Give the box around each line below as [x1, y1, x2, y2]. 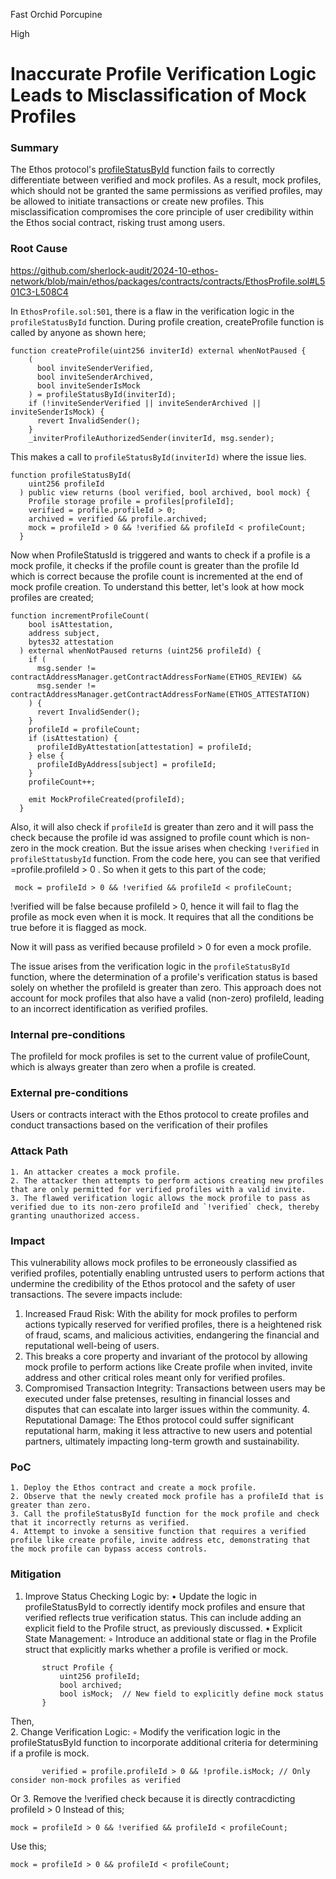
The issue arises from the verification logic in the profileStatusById [10, 960, 290, 972]
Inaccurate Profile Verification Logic [10, 63, 317, 86]
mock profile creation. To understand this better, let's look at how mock [10, 580, 305, 593]
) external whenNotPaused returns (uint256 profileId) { [19, 645, 262, 656]
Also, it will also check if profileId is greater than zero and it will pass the [10, 820, 314, 833]
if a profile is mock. [10, 1747, 90, 1759]
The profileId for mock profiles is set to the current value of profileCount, [10, 1050, 311, 1063]
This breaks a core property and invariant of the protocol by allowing [24, 1350, 308, 1362]
